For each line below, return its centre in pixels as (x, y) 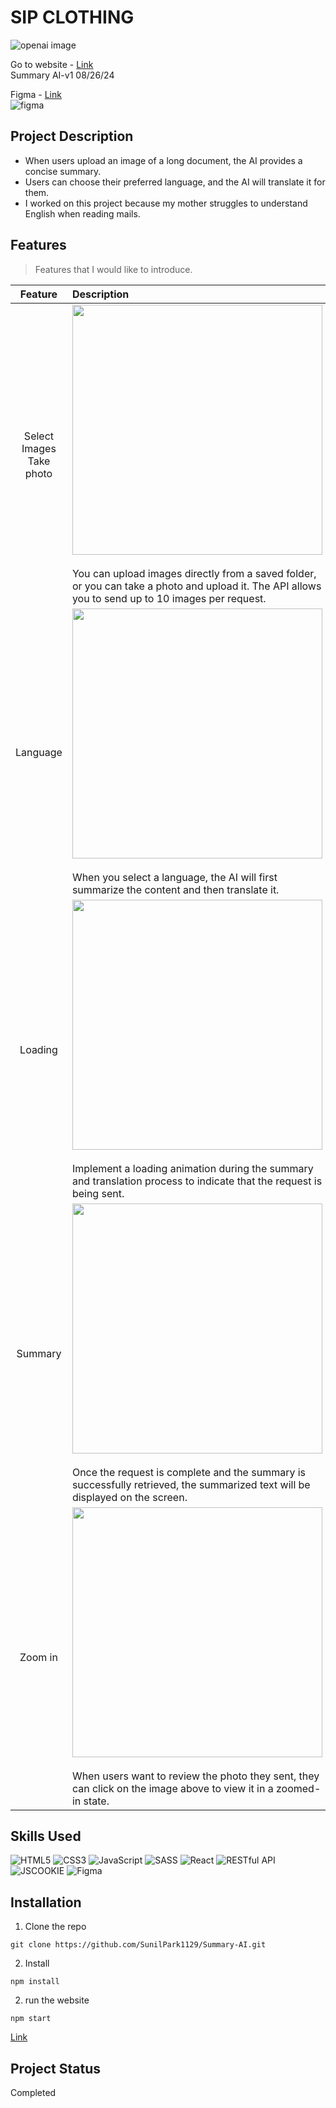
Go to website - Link (52, 64)
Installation (46, 1902)
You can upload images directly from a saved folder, (194, 573)
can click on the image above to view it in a (172, 1788)
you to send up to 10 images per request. (169, 598)
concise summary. (63, 171)
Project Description (72, 136)
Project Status (56, 2068)
